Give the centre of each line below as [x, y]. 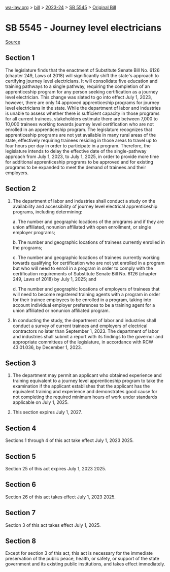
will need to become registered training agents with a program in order [87, 294]
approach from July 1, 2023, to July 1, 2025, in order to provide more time [82, 156]
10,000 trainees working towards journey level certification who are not [80, 124]
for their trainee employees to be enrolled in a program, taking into [82, 300]
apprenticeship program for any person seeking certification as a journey [82, 91]
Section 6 [21, 485]
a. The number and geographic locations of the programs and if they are [88, 221]
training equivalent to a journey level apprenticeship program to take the [88, 381]
